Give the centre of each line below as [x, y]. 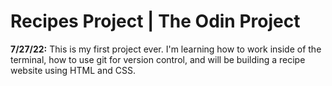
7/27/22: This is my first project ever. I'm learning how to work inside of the [166, 49]
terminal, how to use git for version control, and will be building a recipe [158, 59]
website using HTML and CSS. [73, 70]
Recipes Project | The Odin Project [155, 21]
